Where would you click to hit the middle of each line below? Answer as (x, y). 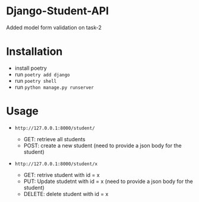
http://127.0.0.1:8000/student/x (56, 164)
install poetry (31, 68)
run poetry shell (36, 80)
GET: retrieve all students (54, 139)
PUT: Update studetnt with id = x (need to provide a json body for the (108, 181)
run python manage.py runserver (54, 87)
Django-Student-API (58, 11)
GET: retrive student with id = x (61, 175)
